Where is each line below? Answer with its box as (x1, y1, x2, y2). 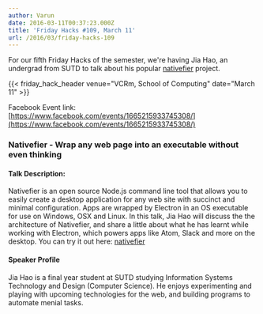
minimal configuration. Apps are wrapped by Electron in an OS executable (8, 203, 249, 213)
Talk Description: (8, 168, 66, 178)
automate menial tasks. (8, 297, 84, 307)
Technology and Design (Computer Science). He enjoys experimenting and (8, 281, 253, 290)
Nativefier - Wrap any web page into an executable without (8, 139, 239, 150)
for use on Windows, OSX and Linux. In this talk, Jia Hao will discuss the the (8, 211, 255, 221)
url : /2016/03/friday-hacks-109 (8, 33, 115, 42)
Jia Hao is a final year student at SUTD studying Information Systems (8, 272, 233, 282)
